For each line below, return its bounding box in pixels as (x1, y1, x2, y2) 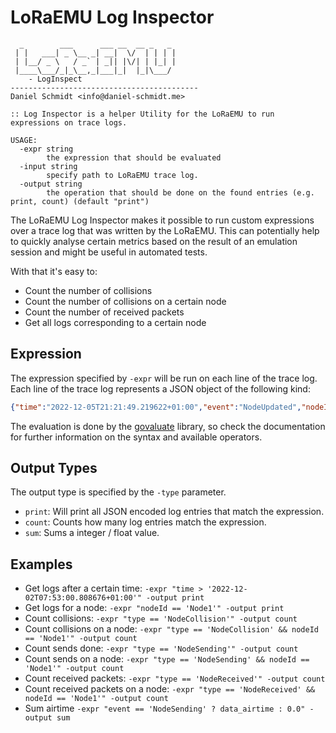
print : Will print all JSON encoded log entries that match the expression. (24, 506, 325, 518)
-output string (19, 179, 83, 189)
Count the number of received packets (24, 306, 185, 318)
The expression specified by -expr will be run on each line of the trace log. (10, 372, 318, 384)
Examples (10, 556, 73, 573)
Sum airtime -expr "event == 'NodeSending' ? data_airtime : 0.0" (24, 702, 306, 715)
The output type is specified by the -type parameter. (10, 486, 227, 498)
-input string (19, 161, 78, 171)
